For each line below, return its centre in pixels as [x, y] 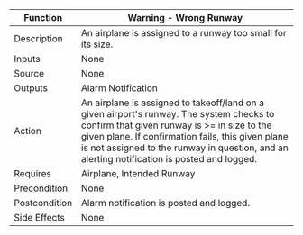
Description [38, 38]
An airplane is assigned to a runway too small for [184, 33]
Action [28, 131]
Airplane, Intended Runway [138, 173]
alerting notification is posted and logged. [169, 159]
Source [29, 73]
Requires [33, 173]
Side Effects [39, 217]
